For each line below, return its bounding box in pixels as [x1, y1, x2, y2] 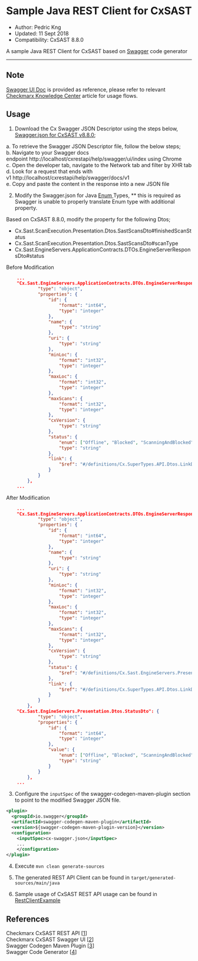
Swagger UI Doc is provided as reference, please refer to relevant [6, 86, 166, 93]
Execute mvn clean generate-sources [14, 862, 105, 870]
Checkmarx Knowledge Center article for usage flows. [6, 92, 138, 99]
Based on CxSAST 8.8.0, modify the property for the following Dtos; [6, 215, 171, 222]
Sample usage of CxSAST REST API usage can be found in [14, 891, 157, 898]
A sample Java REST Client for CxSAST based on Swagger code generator [6, 47, 188, 54]
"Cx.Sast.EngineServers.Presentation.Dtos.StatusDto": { [16, 709, 160, 714]
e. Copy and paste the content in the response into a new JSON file [6, 180, 170, 187]
